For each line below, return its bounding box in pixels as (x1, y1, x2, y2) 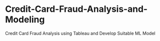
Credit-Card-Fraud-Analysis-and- (5, 3, 148, 15)
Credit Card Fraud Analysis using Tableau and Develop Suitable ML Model (5, 30, 156, 36)
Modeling (5, 14, 45, 25)
